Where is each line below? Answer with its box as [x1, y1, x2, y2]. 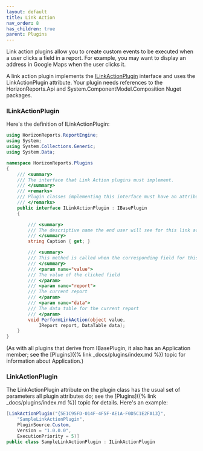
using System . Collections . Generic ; [6, 143, 96, 150]
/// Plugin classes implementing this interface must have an [17, 194, 177, 200]
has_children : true [6, 25, 56, 32]
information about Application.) [6, 357, 83, 365]
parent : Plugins [6, 31, 47, 37]
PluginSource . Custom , [17, 422, 71, 428]
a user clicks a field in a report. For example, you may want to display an [6, 54, 186, 62]
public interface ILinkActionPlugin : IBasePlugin [17, 205, 147, 211]
